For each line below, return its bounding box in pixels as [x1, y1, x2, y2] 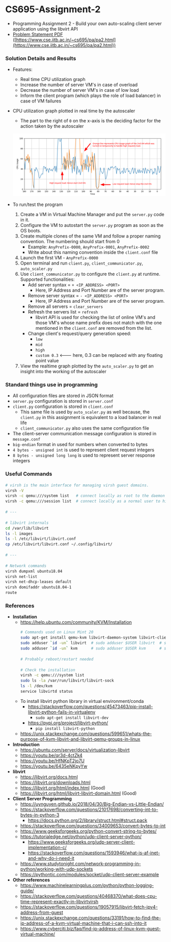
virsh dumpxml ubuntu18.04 [5, 568, 63, 574]
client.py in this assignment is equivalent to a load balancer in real [20, 414, 161, 421]
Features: [12, 66, 33, 72]
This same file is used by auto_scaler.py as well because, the [20, 409, 150, 415]
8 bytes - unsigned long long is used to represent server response [12, 452, 155, 458]
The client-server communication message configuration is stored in [12, 431, 157, 437]
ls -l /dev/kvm [20, 684, 52, 689]
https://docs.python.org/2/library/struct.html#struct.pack [27, 817, 148, 823]
